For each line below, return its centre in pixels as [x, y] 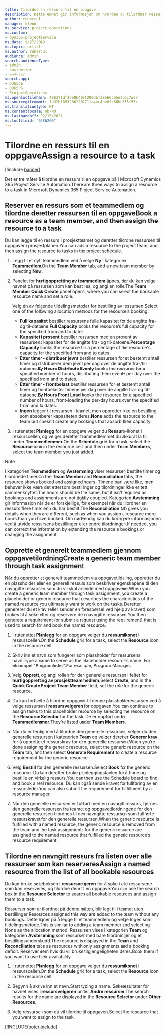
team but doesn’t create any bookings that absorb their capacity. [85, 421]
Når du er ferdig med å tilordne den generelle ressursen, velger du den [84, 732]
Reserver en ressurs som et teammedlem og [75, 205]
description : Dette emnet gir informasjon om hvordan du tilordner [76, 14]
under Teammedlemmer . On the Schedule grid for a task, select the [81, 442]
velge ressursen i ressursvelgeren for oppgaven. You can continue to [83, 706]
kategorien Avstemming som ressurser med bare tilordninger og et [74, 935]
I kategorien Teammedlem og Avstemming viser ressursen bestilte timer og [83, 471]
